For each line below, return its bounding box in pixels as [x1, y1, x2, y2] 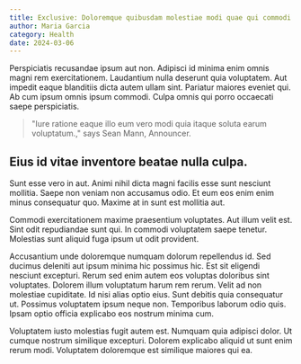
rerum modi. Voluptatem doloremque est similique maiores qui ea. [9, 345, 253, 356]
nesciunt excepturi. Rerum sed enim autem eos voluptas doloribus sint [9, 271, 270, 281]
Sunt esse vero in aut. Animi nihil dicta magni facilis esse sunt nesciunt [9, 178, 271, 189]
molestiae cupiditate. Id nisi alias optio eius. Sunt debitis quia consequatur [9, 289, 283, 300]
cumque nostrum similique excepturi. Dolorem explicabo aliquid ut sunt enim [9, 335, 293, 346]
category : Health [9, 30, 75, 39]
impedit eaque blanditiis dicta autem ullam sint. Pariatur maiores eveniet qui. [9, 82, 292, 93]
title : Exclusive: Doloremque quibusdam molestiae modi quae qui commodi [9, 13, 292, 22]
